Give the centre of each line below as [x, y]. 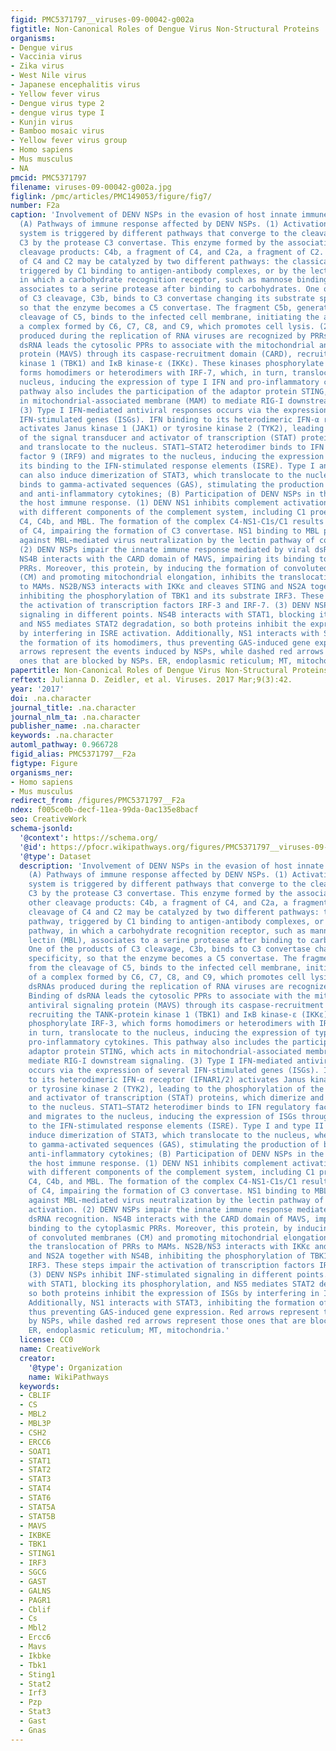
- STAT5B [37, 1516]
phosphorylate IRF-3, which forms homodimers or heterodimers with [171, 1024]
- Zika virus [37, 66]
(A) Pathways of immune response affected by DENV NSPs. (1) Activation [174, 224]
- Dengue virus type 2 [57, 103]
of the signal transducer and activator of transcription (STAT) [158, 438]
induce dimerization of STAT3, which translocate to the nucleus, [169, 1135]
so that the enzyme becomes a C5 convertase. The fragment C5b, [156, 308]
